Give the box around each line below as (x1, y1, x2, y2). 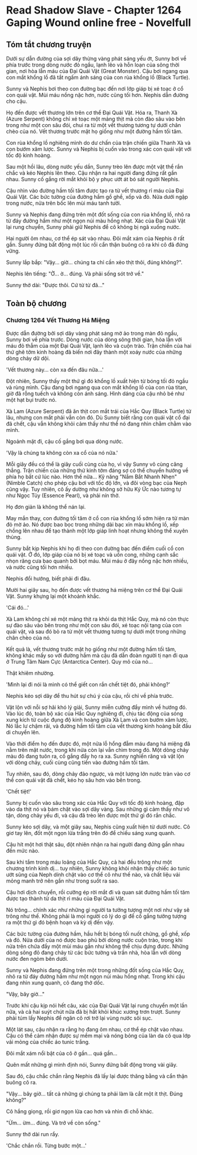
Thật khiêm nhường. (6, 669, 55, 677)
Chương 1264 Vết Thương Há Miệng (6, 316, 110, 324)
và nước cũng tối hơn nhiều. (6, 563, 74, 571)
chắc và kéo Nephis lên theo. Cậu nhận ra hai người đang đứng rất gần (6, 169, 178, 177)
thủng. (6, 533, 22, 540)
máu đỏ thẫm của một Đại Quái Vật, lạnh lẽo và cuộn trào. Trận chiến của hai (6, 342, 192, 349)
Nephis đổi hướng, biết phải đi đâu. (6, 575, 91, 582)
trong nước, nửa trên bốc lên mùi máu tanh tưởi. (6, 199, 122, 207)
